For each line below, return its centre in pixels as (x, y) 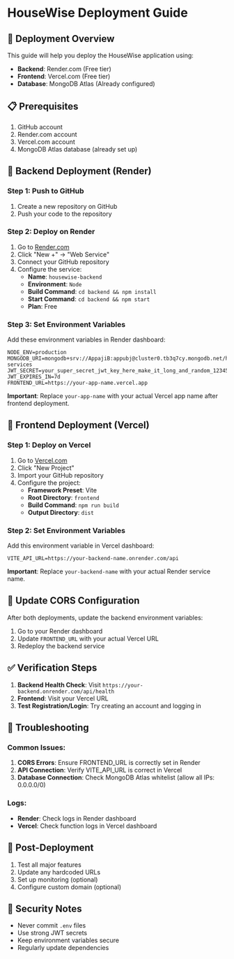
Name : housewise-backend (65, 277)
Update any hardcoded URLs (59, 872)
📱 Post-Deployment (50, 848)
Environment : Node (55, 284)
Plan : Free (42, 306)
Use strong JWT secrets (52, 933)
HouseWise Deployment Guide (97, 13)
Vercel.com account (46, 142)
